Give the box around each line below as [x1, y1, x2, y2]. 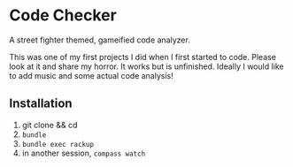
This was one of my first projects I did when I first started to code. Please [9, 51, 277, 62]
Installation [9, 96, 73, 111]
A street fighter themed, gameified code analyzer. [9, 34, 190, 45]
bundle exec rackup [21, 140, 95, 148]
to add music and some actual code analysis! [9, 70, 174, 80]
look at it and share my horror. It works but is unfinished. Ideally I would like [9, 61, 284, 72]
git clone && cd [21, 119, 78, 130]
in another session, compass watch [21, 148, 146, 158]
